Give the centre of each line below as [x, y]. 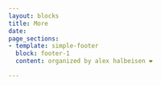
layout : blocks [34, 16]
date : [17, 31]
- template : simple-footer [54, 46]
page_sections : [34, 38]
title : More [28, 23]
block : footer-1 [43, 53]
